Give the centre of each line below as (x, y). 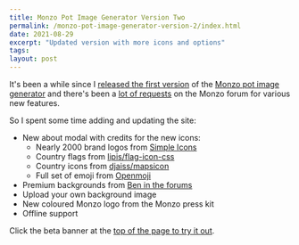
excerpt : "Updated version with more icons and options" (117, 42)
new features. (34, 103)
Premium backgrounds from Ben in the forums (107, 185)
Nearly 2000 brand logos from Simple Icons (116, 147)
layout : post (33, 59)
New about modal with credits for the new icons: (111, 138)
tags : (19, 51)
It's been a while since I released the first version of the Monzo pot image (144, 84)
